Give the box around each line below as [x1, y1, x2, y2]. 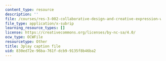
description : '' [5, 12, 39, 17]
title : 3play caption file [5, 44, 61, 49]
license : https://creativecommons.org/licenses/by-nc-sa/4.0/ [5, 30, 136, 35]
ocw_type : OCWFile [5, 35, 43, 40]
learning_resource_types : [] [5, 26, 65, 30]
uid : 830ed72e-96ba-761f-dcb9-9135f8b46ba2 [5, 48, 96, 53]
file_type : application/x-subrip [5, 21, 74, 26]
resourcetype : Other [5, 39, 48, 44]
